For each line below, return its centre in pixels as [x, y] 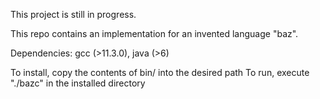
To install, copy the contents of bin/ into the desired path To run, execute [160, 72]
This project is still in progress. [73, 14]
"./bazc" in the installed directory [78, 83]
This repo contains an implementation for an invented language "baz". [154, 33]
